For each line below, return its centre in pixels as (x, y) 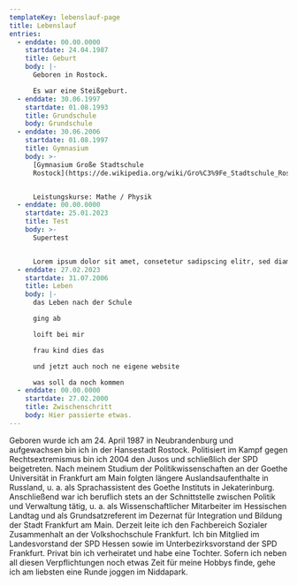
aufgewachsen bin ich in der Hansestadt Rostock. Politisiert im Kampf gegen (148, 449)
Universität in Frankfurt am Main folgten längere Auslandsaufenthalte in (139, 477)
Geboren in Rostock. (70, 75)
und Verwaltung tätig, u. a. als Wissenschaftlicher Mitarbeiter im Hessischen (148, 506)
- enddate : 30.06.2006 (59, 132)
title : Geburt (51, 58)
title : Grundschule (61, 116)
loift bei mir (59, 334)
